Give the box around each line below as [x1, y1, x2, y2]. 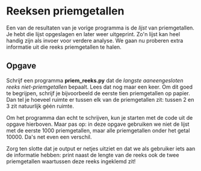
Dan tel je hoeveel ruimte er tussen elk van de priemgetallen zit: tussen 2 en [6, 96, 194, 103]
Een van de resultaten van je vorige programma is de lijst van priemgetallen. [6, 24, 194, 31]
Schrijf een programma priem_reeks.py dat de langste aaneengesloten [6, 76, 184, 84]
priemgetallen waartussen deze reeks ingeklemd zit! [6, 158, 136, 165]
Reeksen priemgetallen [6, 4, 125, 18]
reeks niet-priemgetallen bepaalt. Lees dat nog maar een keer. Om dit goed [6, 83, 193, 90]
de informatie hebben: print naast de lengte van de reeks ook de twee [6, 151, 179, 158]
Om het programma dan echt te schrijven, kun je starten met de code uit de [6, 114, 193, 121]
